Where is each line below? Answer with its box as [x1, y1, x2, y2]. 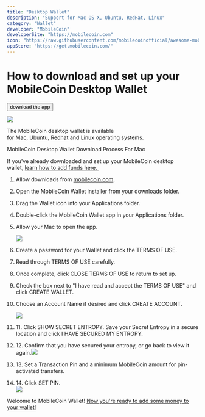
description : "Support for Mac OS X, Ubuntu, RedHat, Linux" [7, 15, 165, 21]
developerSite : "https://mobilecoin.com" [7, 32, 114, 38]
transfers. [40, 367, 65, 374]
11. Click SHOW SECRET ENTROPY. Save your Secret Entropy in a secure [15, 323, 199, 330]
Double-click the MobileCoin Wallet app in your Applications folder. [15, 211, 184, 219]
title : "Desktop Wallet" [7, 9, 70, 15]
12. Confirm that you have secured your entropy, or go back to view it [15, 341, 190, 349]
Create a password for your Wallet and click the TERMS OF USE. [15, 246, 178, 253]
